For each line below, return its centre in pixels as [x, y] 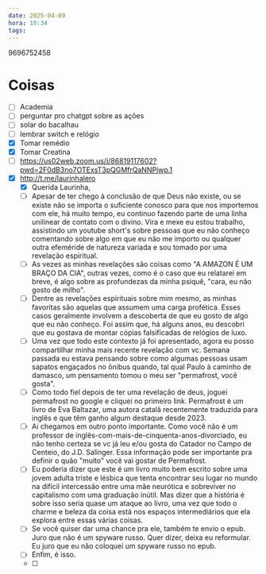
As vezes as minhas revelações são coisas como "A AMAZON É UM [142, 264]
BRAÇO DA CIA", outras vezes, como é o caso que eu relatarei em [139, 273]
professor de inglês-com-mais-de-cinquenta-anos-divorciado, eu [139, 435]
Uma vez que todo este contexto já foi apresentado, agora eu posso [143, 341]
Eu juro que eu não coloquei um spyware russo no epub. [124, 546]
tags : [17, 30]
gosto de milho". [58, 290]
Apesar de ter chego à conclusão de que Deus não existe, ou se [136, 196]
